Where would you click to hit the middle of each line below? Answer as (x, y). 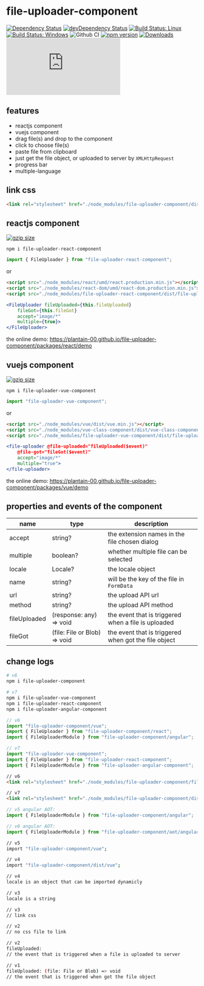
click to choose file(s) (42, 145)
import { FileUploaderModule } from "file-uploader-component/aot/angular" (104, 832)
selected (120, 559)
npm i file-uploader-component (46, 681)
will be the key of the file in (146, 579)
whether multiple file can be (148, 551)
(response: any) (74, 615)
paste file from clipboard (46, 151)
